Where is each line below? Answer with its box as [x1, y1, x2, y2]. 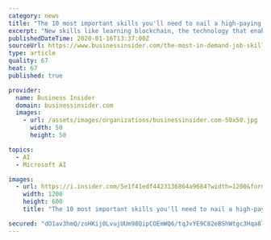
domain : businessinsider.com [15, 101, 114, 110]
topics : [8, 146, 35, 154]
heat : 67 [8, 64, 38, 72]
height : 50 [29, 131, 67, 139]
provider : [8, 86, 42, 94]
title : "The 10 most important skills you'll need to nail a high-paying [8, 19, 262, 27]
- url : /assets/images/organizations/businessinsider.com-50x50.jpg [23, 116, 258, 125]
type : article [8, 49, 56, 57]
